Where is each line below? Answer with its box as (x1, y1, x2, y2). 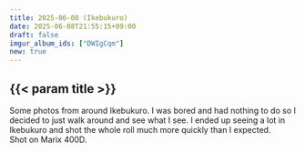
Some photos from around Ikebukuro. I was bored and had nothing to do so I (9, 105, 297, 116)
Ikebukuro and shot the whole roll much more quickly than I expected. (9, 124, 271, 135)
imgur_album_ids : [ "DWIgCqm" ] (9, 38, 125, 48)
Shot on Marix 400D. (9, 134, 87, 145)
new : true (9, 47, 47, 56)
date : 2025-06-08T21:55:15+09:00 (9, 22, 137, 31)
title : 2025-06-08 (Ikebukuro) (9, 13, 128, 23)
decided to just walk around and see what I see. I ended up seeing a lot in (9, 115, 286, 126)
